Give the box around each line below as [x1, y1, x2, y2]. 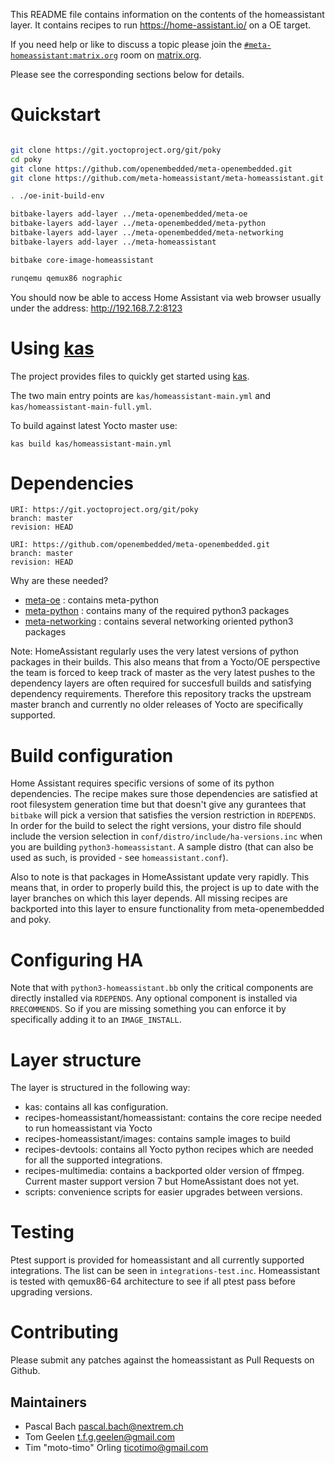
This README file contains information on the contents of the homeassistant [10, 9, 325, 20]
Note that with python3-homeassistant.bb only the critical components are [10, 982, 314, 994]
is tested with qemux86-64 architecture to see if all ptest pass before [10, 1275, 296, 1288]
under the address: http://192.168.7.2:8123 [10, 302, 183, 314]
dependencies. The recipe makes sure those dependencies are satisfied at [10, 788, 318, 800]
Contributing [10, 1321, 119, 1344]
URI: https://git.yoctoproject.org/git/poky [10, 505, 199, 515]
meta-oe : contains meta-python [24, 594, 160, 606]
